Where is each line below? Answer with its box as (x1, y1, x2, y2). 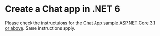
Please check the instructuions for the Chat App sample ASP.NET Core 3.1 (5, 20, 155, 26)
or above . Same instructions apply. (5, 25, 75, 31)
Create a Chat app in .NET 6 (5, 3, 121, 15)
